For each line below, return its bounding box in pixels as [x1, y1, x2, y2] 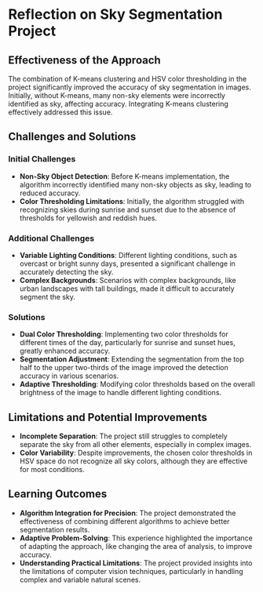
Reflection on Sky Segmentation [8, 5, 223, 24]
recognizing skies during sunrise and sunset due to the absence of [19, 205, 236, 214]
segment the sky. [19, 292, 76, 301]
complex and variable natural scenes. [19, 575, 141, 584]
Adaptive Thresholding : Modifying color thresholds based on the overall [19, 380, 255, 389]
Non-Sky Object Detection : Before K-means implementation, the [19, 171, 230, 181]
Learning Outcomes [8, 488, 108, 501]
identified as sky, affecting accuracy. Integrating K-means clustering [8, 100, 229, 108]
